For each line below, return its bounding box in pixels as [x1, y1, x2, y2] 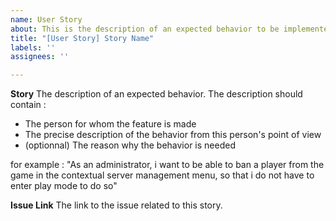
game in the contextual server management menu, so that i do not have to [10, 169, 315, 181]
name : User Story [10, 14, 83, 25]
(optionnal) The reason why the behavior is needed [24, 139, 236, 151]
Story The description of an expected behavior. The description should [10, 88, 303, 100]
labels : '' [10, 42, 56, 53]
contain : [10, 99, 47, 111]
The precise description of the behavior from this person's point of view [24, 129, 322, 141]
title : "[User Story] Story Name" [10, 33, 155, 43]
